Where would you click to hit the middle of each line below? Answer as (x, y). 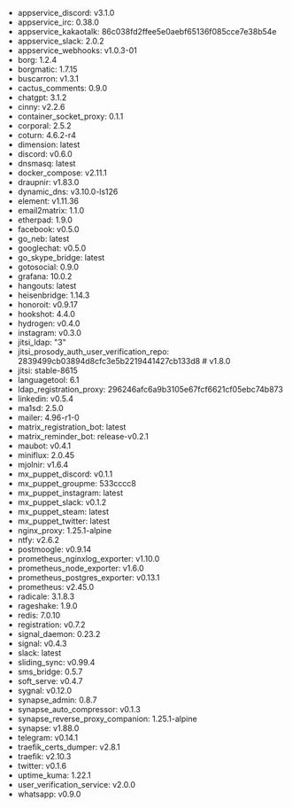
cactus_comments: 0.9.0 (62, 88)
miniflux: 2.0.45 (46, 455)
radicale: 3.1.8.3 (46, 596)
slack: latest (39, 653)
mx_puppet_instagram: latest (70, 493)
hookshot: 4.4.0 (46, 314)
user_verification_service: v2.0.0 (76, 785)
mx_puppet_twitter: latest (64, 521)
